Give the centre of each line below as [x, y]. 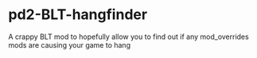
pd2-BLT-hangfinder [78, 15]
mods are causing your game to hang [70, 44]
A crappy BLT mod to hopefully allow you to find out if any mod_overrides [128, 37]
